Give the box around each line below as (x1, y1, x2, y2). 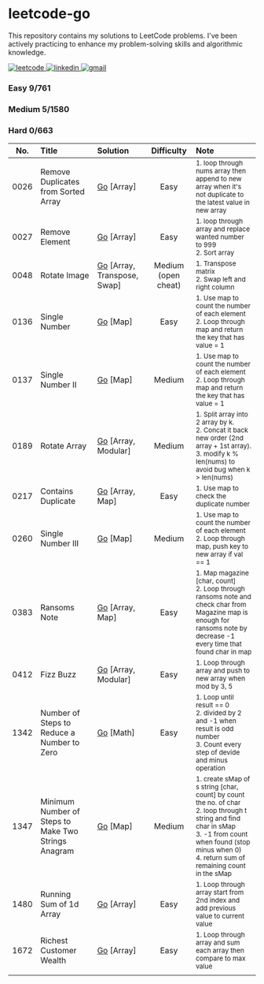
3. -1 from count (195, 829, 248, 839)
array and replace (195, 225, 250, 233)
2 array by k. (195, 418, 235, 427)
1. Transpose (195, 259, 236, 268)
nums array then (195, 166, 246, 176)
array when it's (195, 182, 242, 192)
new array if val (195, 550, 244, 559)
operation (195, 764, 225, 773)
